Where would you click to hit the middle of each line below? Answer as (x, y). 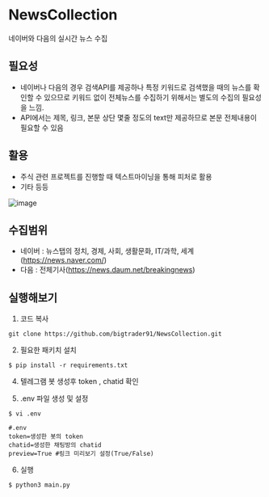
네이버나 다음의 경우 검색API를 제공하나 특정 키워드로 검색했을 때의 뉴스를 (136, 87)
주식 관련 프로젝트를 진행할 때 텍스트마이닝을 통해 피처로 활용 (116, 176)
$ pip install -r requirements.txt (68, 365)
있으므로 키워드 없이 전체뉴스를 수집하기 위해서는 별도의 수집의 (142, 97)
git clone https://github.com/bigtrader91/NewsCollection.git (115, 334)
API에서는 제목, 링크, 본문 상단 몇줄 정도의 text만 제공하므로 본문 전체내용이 (138, 117)
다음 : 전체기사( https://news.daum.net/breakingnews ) (107, 270)
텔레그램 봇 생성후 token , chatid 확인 (79, 381)
